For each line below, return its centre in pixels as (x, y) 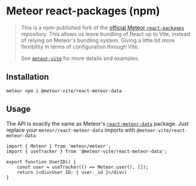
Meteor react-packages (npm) (83, 11)
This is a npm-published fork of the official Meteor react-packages (102, 28)
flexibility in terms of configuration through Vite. (80, 47)
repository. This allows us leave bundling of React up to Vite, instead (105, 33)
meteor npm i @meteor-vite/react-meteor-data (64, 91)
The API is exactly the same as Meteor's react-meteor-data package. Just (97, 123)
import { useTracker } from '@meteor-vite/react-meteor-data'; (87, 151)
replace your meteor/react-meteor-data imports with (71, 130)
